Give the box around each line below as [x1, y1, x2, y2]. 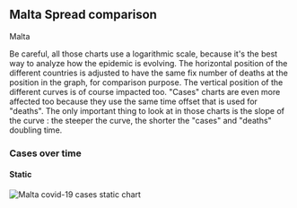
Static [9, 169, 32, 180]
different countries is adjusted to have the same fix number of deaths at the [9, 67, 289, 78]
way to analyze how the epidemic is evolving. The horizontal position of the [9, 57, 288, 68]
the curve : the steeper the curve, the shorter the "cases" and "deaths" [9, 115, 272, 126]
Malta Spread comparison [9, 7, 157, 22]
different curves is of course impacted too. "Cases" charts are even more [9, 86, 281, 97]
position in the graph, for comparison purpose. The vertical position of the [9, 76, 284, 88]
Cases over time [9, 147, 83, 160]
